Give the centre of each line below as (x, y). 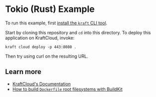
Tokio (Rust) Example (50, 9)
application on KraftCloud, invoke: (40, 38)
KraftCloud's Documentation (41, 84)
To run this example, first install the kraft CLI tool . (56, 23)
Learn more (23, 72)
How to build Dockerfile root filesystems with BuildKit (67, 89)
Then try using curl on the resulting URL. (47, 56)
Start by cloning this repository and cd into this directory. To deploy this (78, 32)
